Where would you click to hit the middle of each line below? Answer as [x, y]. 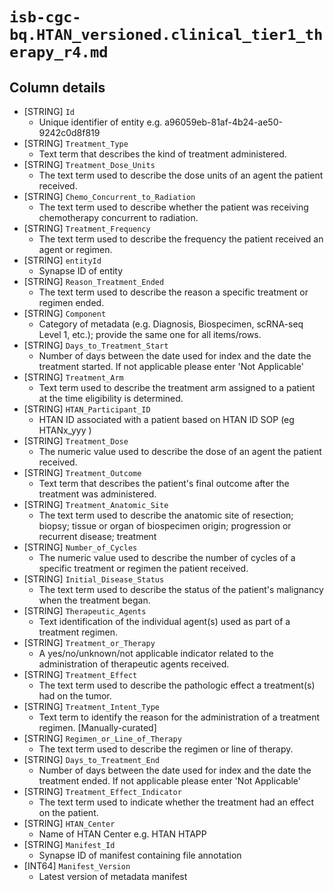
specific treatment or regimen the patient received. [143, 568]
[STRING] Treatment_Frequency [87, 228]
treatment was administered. [97, 494]
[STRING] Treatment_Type [76, 143]
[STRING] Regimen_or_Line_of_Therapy [102, 738]
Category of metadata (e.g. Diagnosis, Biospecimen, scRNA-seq [171, 324]
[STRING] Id [49, 111]
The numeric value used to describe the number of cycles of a [167, 557]
